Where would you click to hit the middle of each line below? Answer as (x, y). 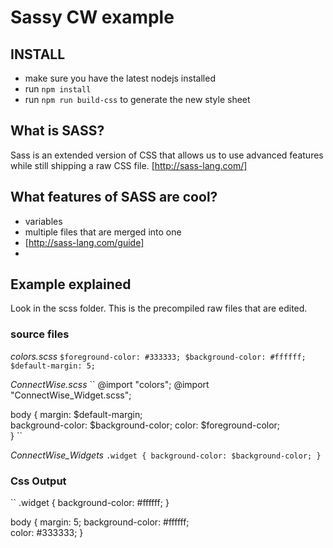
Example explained (71, 284)
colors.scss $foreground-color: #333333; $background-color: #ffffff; (158, 356)
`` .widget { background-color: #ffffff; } (90, 503)
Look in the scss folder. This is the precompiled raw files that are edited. (159, 308)
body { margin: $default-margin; (76, 414)
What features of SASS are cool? (114, 197)
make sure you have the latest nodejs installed (120, 78)
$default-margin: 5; (53, 366)
